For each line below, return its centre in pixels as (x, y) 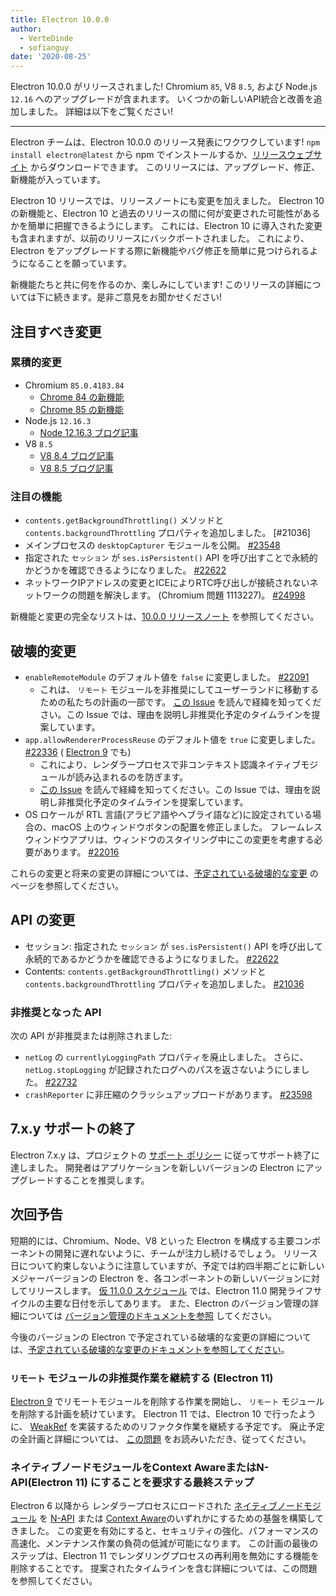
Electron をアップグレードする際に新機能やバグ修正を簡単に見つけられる (160, 251)
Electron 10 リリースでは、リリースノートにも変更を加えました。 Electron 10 (167, 201)
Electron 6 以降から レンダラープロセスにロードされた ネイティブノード (157, 1506)
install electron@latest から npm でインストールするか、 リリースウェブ (162, 155)
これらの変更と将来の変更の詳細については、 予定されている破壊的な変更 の (164, 873)
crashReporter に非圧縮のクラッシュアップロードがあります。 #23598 (168, 1095)
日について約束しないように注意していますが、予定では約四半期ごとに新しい (167, 1265)
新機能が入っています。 (58, 180)
